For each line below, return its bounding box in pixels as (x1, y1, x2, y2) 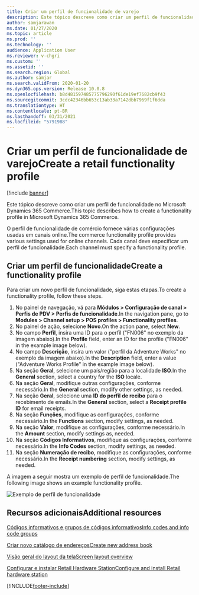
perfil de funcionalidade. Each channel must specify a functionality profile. (6, 244, 187, 251)
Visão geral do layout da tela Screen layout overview (6, 553, 133, 560)
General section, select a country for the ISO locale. (15, 373, 142, 380)
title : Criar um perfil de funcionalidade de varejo (6, 8, 139, 15)
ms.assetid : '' (6, 63, 44, 70)
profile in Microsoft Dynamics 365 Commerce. (6, 214, 119, 221)
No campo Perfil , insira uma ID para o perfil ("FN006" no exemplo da (15, 329, 184, 336)
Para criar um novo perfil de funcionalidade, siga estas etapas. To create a (6, 286, 187, 293)
